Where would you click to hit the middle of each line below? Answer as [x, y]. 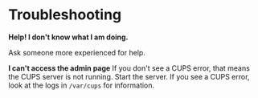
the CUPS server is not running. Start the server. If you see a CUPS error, [129, 76]
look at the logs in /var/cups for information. [82, 85]
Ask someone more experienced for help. [77, 52]
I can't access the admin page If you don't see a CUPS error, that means [129, 68]
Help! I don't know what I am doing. [68, 37]
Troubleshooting [65, 15]
